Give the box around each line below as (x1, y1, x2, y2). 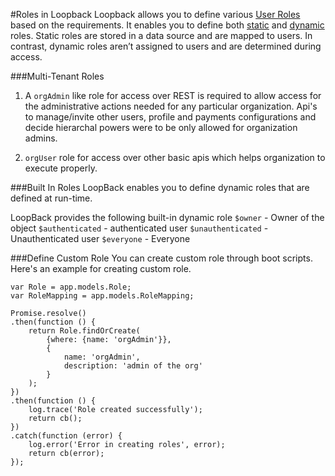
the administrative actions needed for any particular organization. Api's (24, 100, 318, 112)
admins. (24, 132, 58, 144)
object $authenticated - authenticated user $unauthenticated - (10, 222, 269, 234)
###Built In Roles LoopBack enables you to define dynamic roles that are (10, 182, 310, 193)
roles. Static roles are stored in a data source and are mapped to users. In (10, 30, 313, 41)
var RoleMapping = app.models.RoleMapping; (10, 291, 195, 301)
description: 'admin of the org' (63, 361, 203, 371)
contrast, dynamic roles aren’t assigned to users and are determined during (10, 40, 322, 52)
